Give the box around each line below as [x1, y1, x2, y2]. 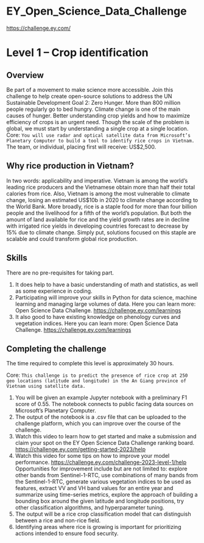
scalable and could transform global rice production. [6, 235, 138, 242]
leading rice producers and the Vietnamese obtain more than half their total [6, 183, 195, 191]
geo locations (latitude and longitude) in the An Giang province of [6, 378, 187, 384]
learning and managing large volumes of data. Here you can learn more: [15, 300, 196, 307]
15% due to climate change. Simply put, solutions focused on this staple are [6, 228, 196, 236]
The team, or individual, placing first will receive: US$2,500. [6, 143, 157, 150]
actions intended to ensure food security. [15, 530, 119, 537]
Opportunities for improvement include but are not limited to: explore [15, 465, 188, 472]
